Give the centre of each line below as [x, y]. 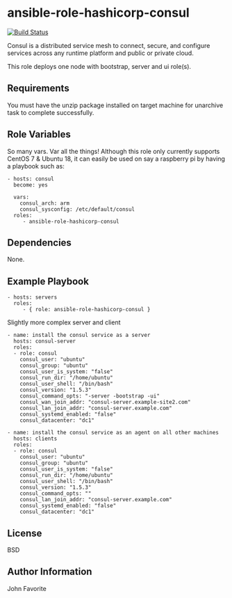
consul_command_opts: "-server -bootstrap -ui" [90, 396]
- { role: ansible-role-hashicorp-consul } [86, 310]
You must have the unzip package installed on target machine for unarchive [115, 105]
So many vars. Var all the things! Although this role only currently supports [114, 151]
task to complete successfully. [51, 112]
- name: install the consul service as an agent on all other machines [113, 433]
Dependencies [39, 243]
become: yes [31, 185]
